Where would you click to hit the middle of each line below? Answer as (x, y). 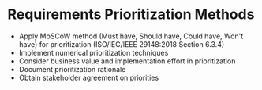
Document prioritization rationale (72, 69)
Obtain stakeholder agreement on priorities (89, 77)
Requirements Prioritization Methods (131, 14)
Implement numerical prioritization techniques (94, 52)
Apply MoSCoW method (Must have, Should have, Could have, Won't (131, 36)
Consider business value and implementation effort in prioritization (127, 61)
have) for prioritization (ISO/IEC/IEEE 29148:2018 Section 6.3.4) (122, 44)
